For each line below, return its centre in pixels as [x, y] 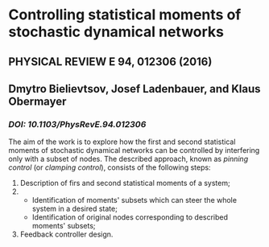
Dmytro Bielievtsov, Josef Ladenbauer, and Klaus [134, 89]
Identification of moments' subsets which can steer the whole [134, 200]
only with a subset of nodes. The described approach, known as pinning [128, 159]
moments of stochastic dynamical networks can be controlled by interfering [134, 150]
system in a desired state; [75, 209]
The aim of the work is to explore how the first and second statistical [122, 142]
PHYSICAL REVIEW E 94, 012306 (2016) [110, 62]
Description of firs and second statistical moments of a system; [125, 183]
